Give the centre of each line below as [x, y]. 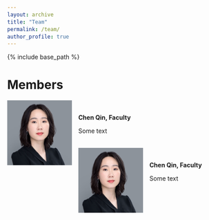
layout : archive [30, 15]
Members [35, 85]
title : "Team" [28, 22]
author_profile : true [38, 37]
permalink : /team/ [33, 29]
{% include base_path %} [43, 57]
